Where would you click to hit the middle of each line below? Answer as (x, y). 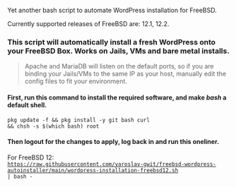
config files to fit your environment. (76, 81)
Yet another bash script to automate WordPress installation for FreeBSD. (112, 10)
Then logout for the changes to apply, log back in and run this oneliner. (113, 142)
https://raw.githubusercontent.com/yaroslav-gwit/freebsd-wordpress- (112, 164)
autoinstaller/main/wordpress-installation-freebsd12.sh (93, 170)
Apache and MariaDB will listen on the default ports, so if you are (119, 66)
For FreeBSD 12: (31, 157)
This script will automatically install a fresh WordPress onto (112, 42)
